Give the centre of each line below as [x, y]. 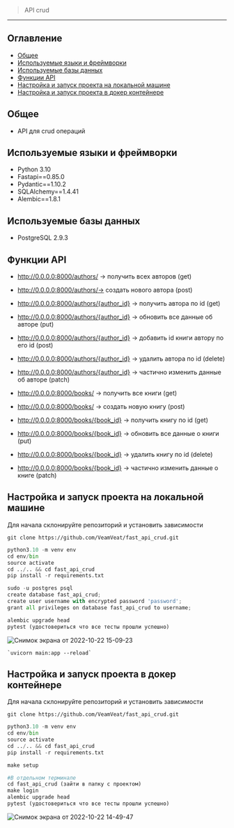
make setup [23, 765]
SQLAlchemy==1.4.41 [48, 192]
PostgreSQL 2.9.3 [42, 238]
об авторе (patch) [44, 380]
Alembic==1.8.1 [39, 199]
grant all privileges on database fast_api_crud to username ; [99, 608]
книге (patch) [37, 476]
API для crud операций [51, 131]
